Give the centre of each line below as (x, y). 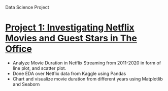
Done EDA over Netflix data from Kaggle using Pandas (69, 73)
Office (19, 49)
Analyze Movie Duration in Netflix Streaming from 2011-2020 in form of (87, 63)
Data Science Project (27, 7)
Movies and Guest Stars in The (71, 38)
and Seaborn (26, 84)
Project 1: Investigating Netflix (70, 28)
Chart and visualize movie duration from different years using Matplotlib (88, 79)
